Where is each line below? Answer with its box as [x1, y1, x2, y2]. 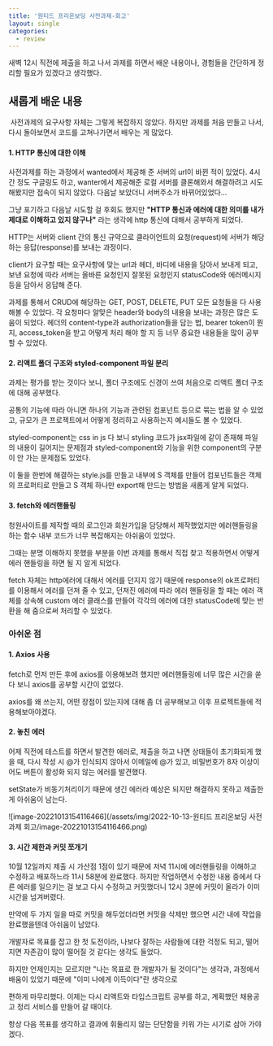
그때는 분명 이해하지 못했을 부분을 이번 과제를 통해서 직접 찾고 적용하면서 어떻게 [8, 547, 260, 557]
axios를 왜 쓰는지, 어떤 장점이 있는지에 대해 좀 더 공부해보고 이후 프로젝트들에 [8, 696, 253, 706]
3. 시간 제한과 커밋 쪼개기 [8, 842, 88, 852]
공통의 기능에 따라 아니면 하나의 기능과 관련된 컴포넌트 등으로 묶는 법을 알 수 [8, 405, 249, 415]
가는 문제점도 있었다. [25, 453, 91, 463]
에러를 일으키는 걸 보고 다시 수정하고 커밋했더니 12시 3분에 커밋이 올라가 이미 [16, 882, 261, 891]
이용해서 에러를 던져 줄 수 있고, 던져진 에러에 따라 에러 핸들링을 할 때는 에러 [16, 585, 255, 595]
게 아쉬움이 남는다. [8, 795, 67, 804]
